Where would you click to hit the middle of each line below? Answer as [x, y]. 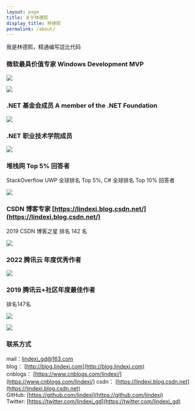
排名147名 [19, 304]
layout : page [23, 12]
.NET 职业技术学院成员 [39, 136]
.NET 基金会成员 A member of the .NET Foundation [82, 106]
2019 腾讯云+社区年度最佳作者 [51, 289]
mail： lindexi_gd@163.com [40, 359]
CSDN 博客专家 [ [30, 209]
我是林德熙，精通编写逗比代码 [43, 47]
